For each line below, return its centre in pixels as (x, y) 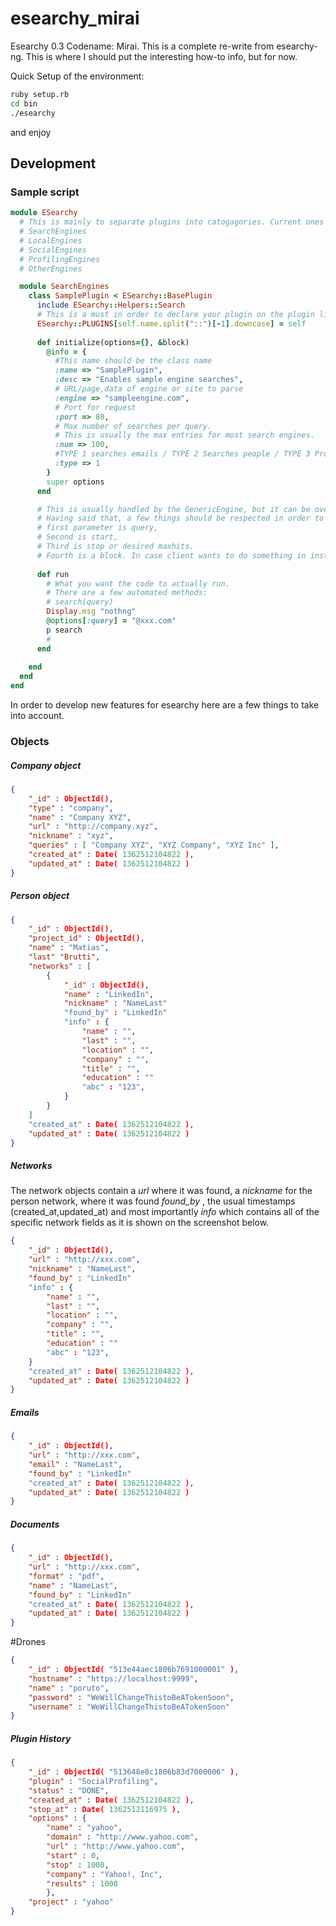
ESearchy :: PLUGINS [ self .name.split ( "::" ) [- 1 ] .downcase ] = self (171, 323)
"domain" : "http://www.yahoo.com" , (122, 1837)
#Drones (28, 1642)
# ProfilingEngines (60, 259)
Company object (46, 765)
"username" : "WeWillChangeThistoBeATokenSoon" (129, 1707)
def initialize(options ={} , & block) (113, 342)
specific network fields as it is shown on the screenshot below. (140, 1223)
